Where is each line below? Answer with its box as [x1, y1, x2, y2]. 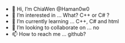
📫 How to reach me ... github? [11, 31, 87, 37]
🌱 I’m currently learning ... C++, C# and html [11, 18, 119, 24]
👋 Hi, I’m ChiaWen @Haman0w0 [11, 6, 90, 12]
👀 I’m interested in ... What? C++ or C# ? [11, 12, 110, 19]
